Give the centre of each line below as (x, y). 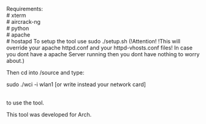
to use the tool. (25, 103)
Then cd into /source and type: (45, 72)
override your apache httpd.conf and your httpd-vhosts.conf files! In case (100, 48)
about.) (15, 61)
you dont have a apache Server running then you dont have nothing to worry (103, 54)
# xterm (16, 15)
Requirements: (25, 9)
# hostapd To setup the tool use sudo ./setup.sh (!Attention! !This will (93, 41)
